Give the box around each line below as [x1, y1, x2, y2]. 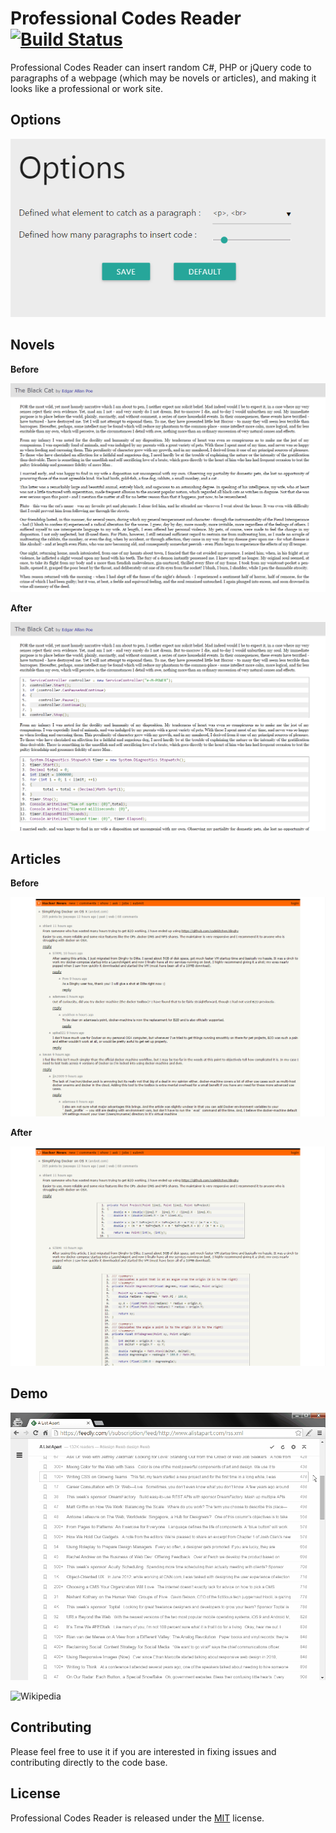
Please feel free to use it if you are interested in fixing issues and [10, 1745, 277, 1757]
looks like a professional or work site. [10, 82, 163, 94]
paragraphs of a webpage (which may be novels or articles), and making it [10, 72, 317, 84]
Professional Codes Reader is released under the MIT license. [10, 1812, 265, 1824]
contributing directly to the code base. [10, 1756, 168, 1768]
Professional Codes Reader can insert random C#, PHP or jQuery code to [10, 61, 312, 73]
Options [10, 112, 62, 129]
